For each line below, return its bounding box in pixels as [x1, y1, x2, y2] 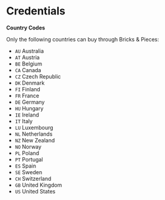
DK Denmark [14, 79, 45, 86]
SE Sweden [14, 168, 43, 175]
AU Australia [14, 47, 44, 55]
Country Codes [6, 24, 46, 31]
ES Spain [14, 162, 37, 169]
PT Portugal [14, 156, 43, 163]
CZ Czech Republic [14, 73, 61, 80]
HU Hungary [14, 105, 44, 112]
